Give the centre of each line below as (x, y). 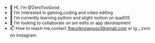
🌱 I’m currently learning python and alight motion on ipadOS (70, 18)
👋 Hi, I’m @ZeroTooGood (34, 7)
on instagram (23, 35)
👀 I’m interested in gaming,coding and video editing (61, 13)
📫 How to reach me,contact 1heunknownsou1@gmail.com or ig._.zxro (80, 28)
